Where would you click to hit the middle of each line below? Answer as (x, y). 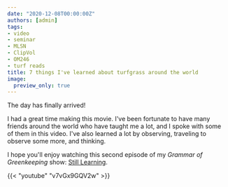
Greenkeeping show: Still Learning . (58, 162)
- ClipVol (22, 53)
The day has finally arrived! (47, 105)
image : (17, 79)
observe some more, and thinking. (57, 141)
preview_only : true (42, 85)
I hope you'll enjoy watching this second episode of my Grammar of (105, 155)
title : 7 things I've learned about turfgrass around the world (103, 72)
